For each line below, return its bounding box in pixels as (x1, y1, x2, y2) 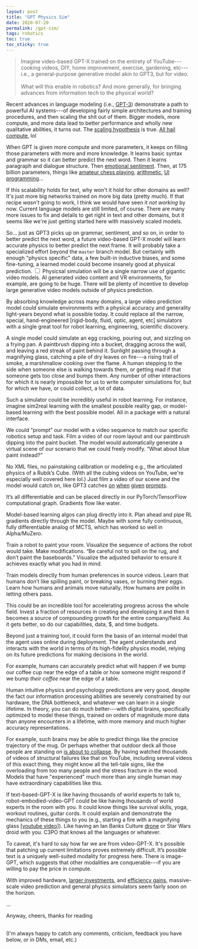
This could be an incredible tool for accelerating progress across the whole (6, 602, 189, 609)
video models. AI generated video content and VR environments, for (6, 274, 172, 281)
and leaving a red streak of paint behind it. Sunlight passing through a (6, 347, 176, 354)
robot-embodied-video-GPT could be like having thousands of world (6, 797, 173, 804)
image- (165, 852, 184, 860)
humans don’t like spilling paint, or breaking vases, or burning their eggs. (6, 577, 184, 585)
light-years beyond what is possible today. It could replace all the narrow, (6, 310, 184, 317)
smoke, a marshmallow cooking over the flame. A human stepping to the (6, 359, 182, 366)
